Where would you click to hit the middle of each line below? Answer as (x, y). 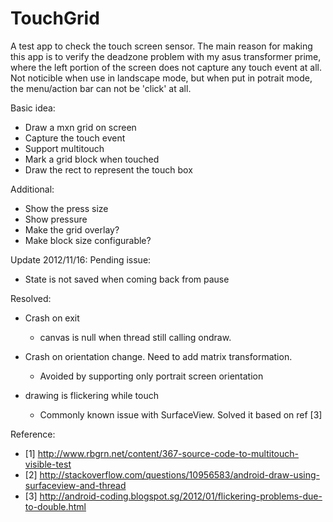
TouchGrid (55, 18)
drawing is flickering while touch (91, 395)
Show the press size (66, 208)
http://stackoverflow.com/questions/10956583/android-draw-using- (179, 474)
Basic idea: (33, 108)
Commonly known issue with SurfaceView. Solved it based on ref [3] (181, 414)
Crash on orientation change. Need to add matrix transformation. (158, 356)
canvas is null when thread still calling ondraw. (135, 337)
